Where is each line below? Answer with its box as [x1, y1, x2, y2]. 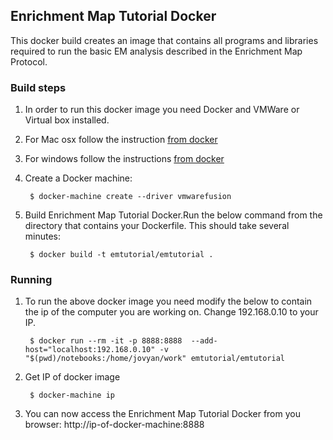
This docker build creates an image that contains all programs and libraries [10, 34, 319, 46]
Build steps [10, 80, 67, 94]
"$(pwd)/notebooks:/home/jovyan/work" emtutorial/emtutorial [24, 354, 286, 364]
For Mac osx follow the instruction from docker [24, 134, 218, 146]
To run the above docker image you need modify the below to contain [24, 295, 313, 308]
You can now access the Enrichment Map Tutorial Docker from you [24, 408, 301, 420]
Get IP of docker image [24, 371, 121, 383]
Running [10, 273, 53, 287]
